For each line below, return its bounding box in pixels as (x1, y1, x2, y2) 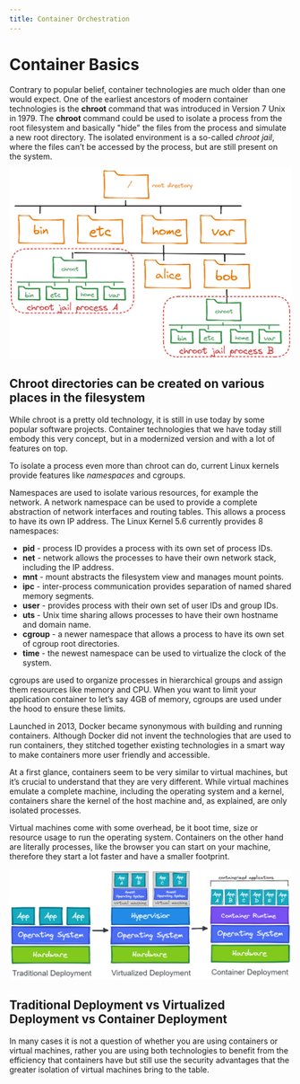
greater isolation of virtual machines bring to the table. (9, 1064, 210, 1075)
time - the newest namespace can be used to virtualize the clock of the (21, 648, 287, 658)
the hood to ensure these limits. (9, 703, 126, 714)
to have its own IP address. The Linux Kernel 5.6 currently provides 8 (9, 516, 264, 526)
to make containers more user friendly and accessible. (9, 749, 210, 760)
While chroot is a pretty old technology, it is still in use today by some (9, 414, 265, 425)
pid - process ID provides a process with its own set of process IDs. (21, 542, 273, 553)
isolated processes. (9, 805, 82, 815)
